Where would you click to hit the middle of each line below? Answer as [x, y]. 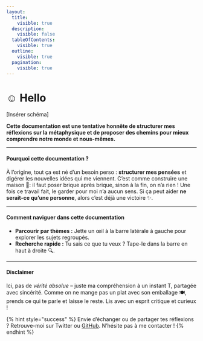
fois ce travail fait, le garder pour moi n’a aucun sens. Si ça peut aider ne [96, 191]
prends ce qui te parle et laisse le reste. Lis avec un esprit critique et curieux [101, 301]
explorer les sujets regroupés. [52, 237]
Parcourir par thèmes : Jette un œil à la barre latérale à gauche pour [101, 231]
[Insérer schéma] [28, 115]
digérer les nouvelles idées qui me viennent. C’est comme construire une [97, 178]
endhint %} [20, 332]
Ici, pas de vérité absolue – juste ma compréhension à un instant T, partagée [101, 285]
